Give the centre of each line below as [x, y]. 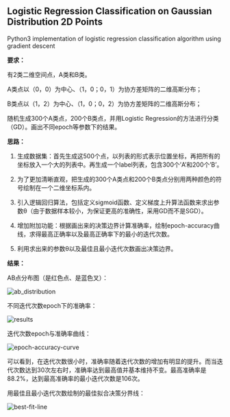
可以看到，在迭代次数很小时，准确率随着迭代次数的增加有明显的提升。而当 [112, 361]
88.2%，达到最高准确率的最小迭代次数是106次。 [75, 378]
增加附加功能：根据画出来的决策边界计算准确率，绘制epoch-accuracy [115, 225]
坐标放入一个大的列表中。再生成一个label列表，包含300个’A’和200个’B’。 [120, 165]
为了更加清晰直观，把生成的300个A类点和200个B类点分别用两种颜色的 [116, 179]
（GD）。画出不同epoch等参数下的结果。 [64, 127]
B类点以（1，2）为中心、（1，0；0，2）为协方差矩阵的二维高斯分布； [104, 104]
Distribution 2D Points [55, 22]
